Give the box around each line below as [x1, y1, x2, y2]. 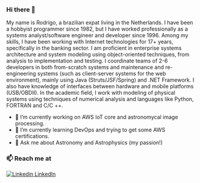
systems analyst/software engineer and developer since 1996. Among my [6, 32, 189, 39]
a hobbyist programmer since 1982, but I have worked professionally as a [6, 25, 188, 32]
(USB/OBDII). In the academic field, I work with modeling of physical [6, 89, 176, 97]
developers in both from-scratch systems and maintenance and [6, 64, 164, 71]
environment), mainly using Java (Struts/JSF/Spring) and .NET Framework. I [6, 76, 195, 83]
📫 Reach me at [6, 154, 52, 163]
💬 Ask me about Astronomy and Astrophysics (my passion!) [14, 139, 163, 146]
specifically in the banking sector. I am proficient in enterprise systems [6, 44, 182, 52]
